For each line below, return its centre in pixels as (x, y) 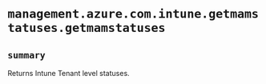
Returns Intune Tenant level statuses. (69, 73)
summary (26, 55)
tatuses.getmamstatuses (87, 28)
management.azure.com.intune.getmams (133, 14)
